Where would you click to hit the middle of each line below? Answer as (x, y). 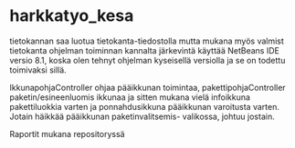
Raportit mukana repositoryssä (67, 133)
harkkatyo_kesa (72, 16)
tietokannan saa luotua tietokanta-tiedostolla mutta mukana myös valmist (147, 41)
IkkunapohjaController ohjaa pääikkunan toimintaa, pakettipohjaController (147, 87)
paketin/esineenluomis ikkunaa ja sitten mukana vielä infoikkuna (130, 97)
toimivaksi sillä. (38, 70)
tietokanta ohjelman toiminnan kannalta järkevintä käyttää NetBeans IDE (145, 50)
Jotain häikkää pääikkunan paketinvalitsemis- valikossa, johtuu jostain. (142, 116)
